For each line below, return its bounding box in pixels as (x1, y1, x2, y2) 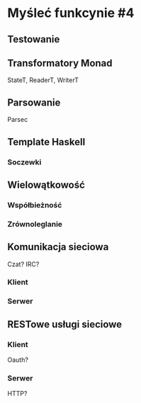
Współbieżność (7, 200, 62, 210)
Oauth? (7, 356, 28, 364)
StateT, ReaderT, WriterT (7, 76, 79, 84)
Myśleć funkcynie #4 (7, 5, 135, 21)
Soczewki (7, 157, 42, 167)
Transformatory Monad (7, 57, 113, 69)
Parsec (7, 115, 28, 124)
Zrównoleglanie (7, 219, 62, 229)
